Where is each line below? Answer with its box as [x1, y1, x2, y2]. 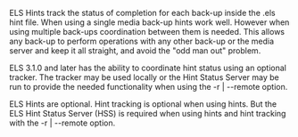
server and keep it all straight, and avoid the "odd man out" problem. [9, 45, 261, 56]
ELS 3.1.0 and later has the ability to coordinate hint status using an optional [9, 62, 287, 73]
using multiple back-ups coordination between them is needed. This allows [9, 27, 286, 36]
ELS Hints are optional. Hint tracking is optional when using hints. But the [9, 99, 277, 109]
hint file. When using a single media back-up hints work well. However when [9, 17, 290, 28]
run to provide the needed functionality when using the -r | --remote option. [9, 82, 288, 92]
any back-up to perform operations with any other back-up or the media [9, 36, 275, 46]
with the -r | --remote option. [9, 117, 116, 128]
